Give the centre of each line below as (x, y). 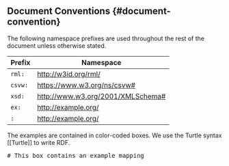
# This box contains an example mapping (76, 155)
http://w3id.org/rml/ (69, 74)
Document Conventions (59, 11)
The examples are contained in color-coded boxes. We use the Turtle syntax (114, 135)
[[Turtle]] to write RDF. (39, 142)
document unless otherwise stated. (57, 45)
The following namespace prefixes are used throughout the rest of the (106, 38)
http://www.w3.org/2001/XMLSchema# (102, 96)
